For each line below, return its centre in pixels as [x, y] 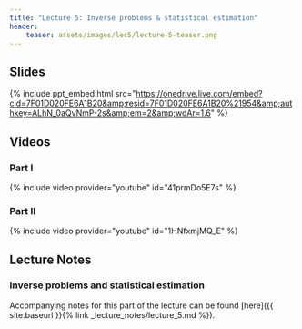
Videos [30, 142]
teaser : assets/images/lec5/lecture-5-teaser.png [122, 35]
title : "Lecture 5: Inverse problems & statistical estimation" [134, 18]
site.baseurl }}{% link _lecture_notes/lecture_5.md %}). [112, 314]
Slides [27, 72]
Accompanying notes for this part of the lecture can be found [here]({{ [141, 305]
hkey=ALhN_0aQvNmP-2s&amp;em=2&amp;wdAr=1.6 [111, 113]
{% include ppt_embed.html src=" [73, 94]
